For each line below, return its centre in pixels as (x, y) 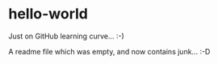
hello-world (48, 14)
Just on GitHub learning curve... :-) (67, 36)
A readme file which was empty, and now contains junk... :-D (109, 51)
